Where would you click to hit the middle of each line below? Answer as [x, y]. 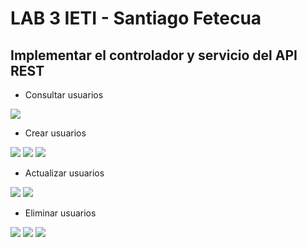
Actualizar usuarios [64, 173]
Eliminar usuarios [60, 213]
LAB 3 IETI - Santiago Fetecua [136, 18]
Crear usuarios [55, 133]
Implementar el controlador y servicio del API [154, 55]
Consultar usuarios [64, 95]
